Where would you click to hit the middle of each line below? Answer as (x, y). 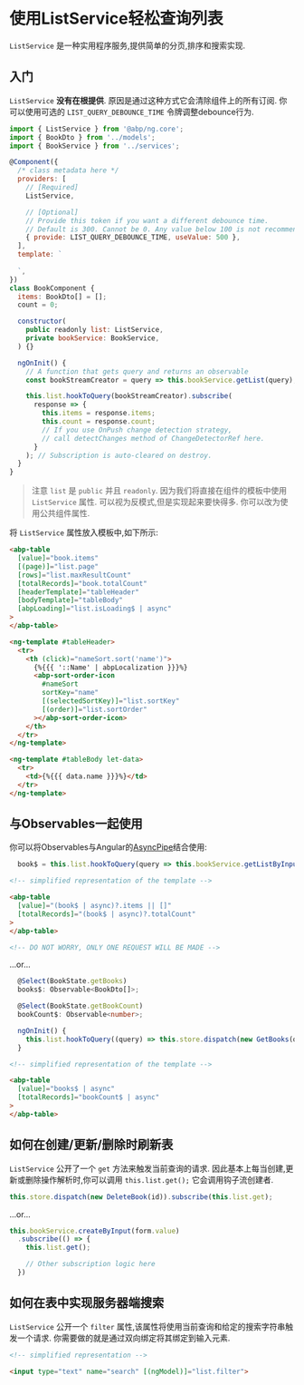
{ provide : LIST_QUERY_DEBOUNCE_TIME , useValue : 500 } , (133, 238)
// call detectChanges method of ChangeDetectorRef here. (153, 438)
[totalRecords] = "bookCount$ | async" (89, 1097)
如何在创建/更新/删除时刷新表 (91, 1145)
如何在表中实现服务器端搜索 (87, 1303)
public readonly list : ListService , (95, 330)
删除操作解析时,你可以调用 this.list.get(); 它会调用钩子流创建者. (149, 1179)
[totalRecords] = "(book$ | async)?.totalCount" (107, 914)
